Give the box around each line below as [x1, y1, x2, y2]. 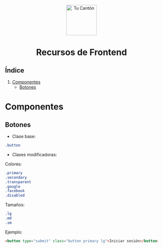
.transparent [5, 179, 32, 184]
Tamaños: [5, 202, 25, 208]
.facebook [5, 189, 25, 194]
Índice [5, 66, 24, 74]
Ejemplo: [5, 229, 23, 235]
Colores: [5, 161, 22, 167]
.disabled [5, 193, 25, 198]
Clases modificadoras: [12, 151, 57, 158]
